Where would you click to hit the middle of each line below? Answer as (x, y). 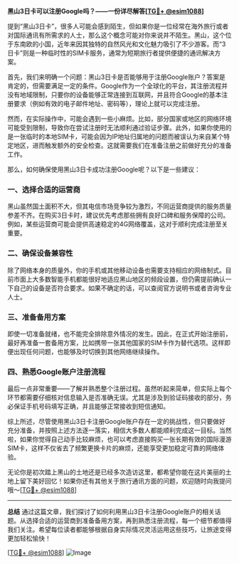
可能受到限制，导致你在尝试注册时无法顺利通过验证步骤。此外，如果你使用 (116, 128)
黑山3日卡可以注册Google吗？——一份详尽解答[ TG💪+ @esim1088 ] (106, 11)
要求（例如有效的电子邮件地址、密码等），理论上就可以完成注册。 (108, 103)
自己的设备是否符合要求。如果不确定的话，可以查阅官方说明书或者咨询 (116, 288)
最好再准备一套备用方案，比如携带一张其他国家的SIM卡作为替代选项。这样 (116, 342)
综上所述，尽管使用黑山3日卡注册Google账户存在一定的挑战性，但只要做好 (117, 422)
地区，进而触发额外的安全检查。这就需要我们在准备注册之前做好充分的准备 (122, 145)
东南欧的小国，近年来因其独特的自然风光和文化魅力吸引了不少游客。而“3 (119, 44)
